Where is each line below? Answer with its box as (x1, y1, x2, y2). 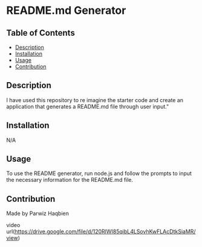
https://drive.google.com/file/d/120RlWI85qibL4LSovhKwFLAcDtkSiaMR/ (15, 228, 196, 236)
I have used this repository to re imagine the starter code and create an (6, 96, 183, 103)
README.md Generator (6, 4, 126, 18)
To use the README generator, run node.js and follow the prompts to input (6, 170, 192, 177)
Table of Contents (6, 28, 76, 38)
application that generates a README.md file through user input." (6, 103, 169, 110)
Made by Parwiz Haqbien (6, 210, 70, 217)
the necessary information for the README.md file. (6, 176, 134, 184)
